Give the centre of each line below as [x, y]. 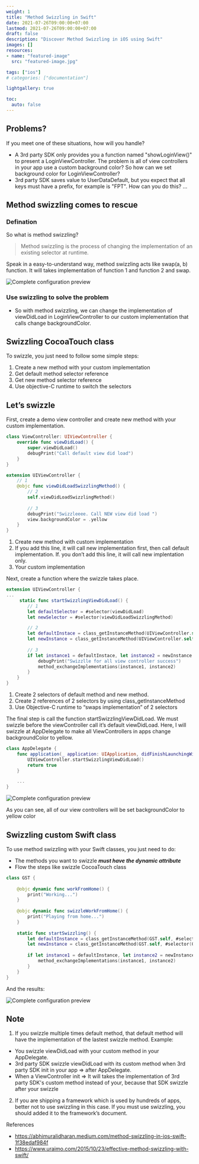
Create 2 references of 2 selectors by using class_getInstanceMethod [100, 701]
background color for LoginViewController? [67, 174]
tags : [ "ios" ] [24, 72]
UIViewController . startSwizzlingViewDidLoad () [86, 760]
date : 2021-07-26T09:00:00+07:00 [47, 23]
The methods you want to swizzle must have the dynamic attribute [98, 861]
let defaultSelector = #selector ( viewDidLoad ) [86, 611]
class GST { [21, 878]
